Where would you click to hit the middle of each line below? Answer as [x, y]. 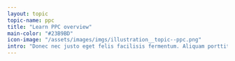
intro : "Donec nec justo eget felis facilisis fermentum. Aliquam [106, 46]
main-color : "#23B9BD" [40, 33]
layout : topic [28, 14]
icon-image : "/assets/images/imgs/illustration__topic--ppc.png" [104, 40]
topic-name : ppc [31, 20]
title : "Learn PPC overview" [50, 27]
